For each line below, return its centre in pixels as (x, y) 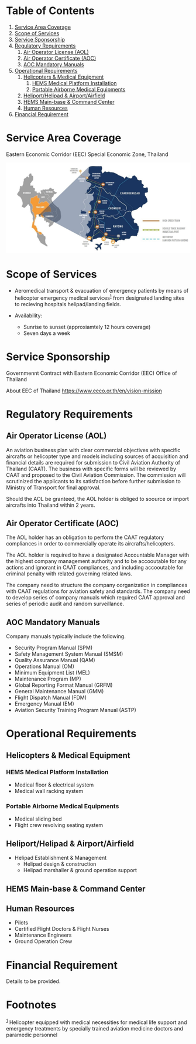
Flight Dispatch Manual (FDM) (50, 698)
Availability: (28, 316)
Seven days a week (47, 333)
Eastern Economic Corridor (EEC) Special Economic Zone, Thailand (87, 154)
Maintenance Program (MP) (48, 679)
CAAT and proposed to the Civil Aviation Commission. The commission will (96, 475)
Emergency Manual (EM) (44, 704)
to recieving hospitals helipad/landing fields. (68, 304)
